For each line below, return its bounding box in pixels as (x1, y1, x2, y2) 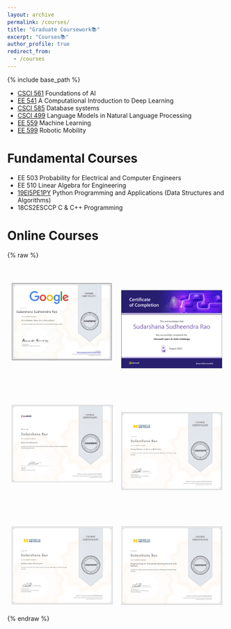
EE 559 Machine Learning (17, 119, 92, 127)
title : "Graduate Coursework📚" (7, 26, 100, 33)
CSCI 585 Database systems (17, 103, 99, 112)
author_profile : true (7, 40, 70, 48)
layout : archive (7, 11, 54, 18)
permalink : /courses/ (7, 18, 70, 26)
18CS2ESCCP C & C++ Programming (17, 203, 123, 212)
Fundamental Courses (7, 151, 138, 167)
